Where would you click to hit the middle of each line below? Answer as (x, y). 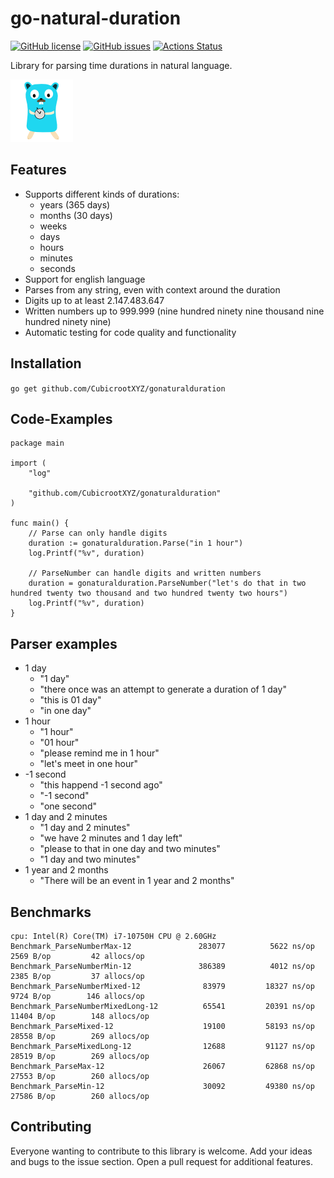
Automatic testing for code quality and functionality (130, 332)
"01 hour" (59, 743)
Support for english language (85, 279)
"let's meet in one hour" (88, 764)
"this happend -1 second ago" (101, 785)
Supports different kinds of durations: (102, 194)
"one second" (68, 806)
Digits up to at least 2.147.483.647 (94, 300)
